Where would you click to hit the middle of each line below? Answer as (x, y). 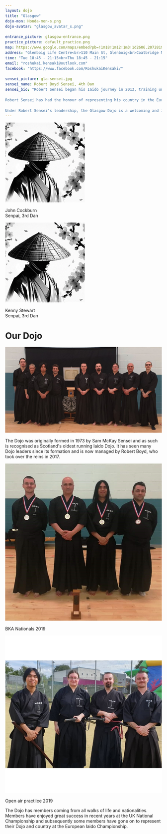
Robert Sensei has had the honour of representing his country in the (80, 100)
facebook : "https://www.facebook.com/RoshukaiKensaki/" (64, 68)
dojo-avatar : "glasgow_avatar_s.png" (44, 26)
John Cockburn (21, 210)
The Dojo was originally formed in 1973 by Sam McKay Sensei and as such (82, 440)
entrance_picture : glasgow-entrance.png (48, 37)
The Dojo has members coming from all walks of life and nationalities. (76, 810)
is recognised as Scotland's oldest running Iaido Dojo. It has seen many (78, 446)
